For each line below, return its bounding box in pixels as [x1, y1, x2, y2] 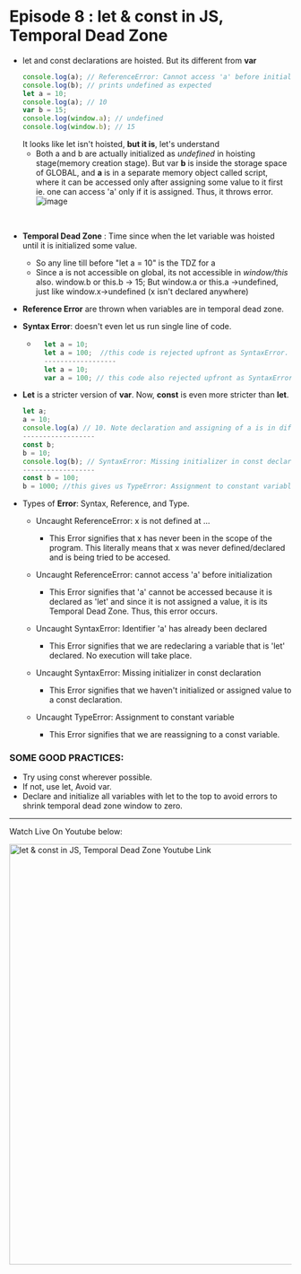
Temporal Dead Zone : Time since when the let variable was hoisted [21, 231, 275, 241]
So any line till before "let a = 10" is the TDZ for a [35, 257, 216, 268]
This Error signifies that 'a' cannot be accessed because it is [48, 587, 273, 598]
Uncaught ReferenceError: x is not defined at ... [35, 516, 211, 527]
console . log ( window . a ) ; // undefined [21, 114, 164, 123]
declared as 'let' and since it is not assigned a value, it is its [48, 597, 269, 607]
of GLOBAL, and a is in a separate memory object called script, [35, 168, 269, 179]
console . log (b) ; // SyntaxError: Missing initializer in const [21, 457, 264, 466]
